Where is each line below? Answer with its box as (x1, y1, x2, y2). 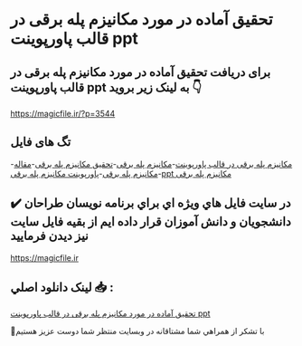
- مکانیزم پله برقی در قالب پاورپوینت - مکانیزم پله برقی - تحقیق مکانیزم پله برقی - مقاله (10, 159, 293, 169)
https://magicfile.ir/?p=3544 (10, 109, 116, 119)
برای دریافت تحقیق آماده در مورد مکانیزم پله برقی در (10, 64, 271, 80)
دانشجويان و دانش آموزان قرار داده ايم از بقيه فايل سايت (10, 214, 292, 230)
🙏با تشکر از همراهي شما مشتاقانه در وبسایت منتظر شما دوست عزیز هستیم (10, 326, 265, 337)
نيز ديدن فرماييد (10, 228, 89, 244)
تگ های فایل (10, 134, 71, 149)
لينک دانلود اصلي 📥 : (10, 280, 114, 295)
